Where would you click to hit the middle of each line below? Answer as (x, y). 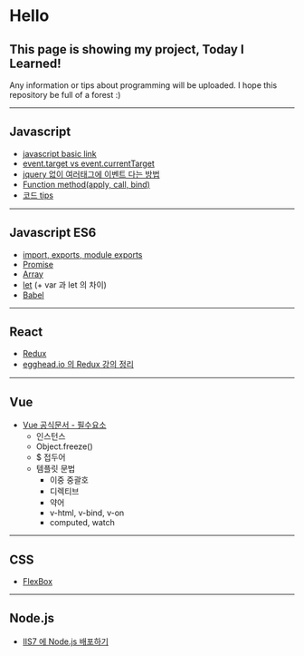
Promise (38, 264)
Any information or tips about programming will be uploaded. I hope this (143, 85)
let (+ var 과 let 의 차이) (64, 284)
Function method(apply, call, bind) (86, 184)
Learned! (35, 63)
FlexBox (37, 582)
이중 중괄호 (69, 480)
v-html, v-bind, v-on (87, 513)
